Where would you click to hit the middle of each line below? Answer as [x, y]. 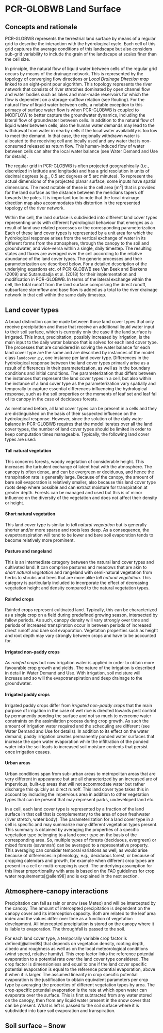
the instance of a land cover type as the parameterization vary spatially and [81, 384]
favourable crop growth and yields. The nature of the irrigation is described [80, 668]
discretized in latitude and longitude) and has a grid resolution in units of [77, 171]
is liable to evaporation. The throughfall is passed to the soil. [65, 929]
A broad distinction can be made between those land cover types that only [80, 322]
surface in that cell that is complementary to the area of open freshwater [78, 814]
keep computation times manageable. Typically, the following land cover [77, 434]
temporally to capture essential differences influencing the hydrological [76, 389]
